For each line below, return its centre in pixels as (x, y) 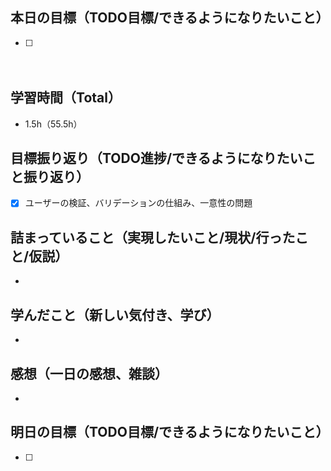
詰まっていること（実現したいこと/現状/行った (153, 237)
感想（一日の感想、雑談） (89, 373)
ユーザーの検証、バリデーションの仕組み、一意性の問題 (138, 203)
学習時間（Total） (66, 98)
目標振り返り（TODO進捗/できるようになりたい (156, 158)
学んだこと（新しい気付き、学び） (115, 314)
